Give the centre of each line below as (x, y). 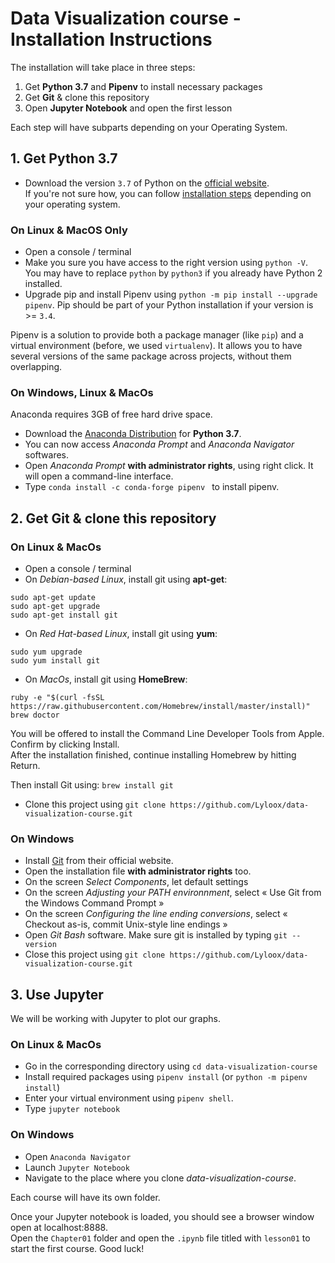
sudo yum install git (55, 661)
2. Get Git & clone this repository (113, 518)
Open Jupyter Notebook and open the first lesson (128, 108)
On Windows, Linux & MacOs (82, 392)
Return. (25, 766)
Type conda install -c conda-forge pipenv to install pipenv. (152, 487)
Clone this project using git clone (95, 804)
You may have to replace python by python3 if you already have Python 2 (173, 273)
